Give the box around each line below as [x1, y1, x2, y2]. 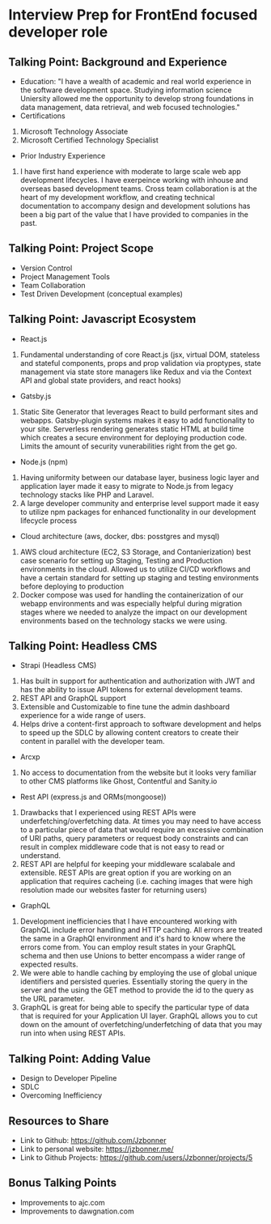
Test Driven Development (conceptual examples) [19, 289, 184, 299]
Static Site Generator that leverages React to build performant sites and [19, 406, 259, 416]
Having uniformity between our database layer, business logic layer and [19, 472, 260, 482]
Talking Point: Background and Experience [8, 55, 227, 69]
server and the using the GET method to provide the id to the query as [19, 985, 254, 995]
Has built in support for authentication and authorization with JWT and [19, 676, 256, 686]
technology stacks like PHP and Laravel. [19, 490, 155, 499]
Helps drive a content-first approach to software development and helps [19, 719, 261, 729]
